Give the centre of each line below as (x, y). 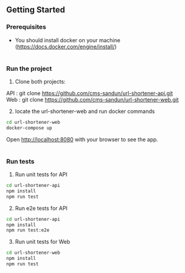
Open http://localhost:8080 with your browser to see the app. (82, 139)
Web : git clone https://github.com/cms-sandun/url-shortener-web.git (92, 99)
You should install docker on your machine (68, 40)
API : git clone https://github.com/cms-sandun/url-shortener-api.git (89, 93)
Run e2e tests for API (41, 208)
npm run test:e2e (28, 230)
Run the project (29, 69)
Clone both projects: (40, 81)
